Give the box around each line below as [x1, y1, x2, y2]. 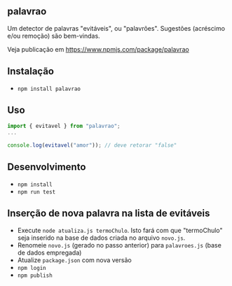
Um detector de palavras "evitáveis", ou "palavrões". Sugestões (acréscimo [7, 24, 226, 32]
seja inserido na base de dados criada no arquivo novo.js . [17, 234, 186, 242]
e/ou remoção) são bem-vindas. [7, 31, 100, 40]
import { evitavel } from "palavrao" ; [7, 122, 121, 130]
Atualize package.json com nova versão [17, 255, 132, 264]
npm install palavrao [17, 85, 81, 92]
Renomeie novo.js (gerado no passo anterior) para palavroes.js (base [17, 241, 222, 249]
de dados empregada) [17, 248, 82, 257]
